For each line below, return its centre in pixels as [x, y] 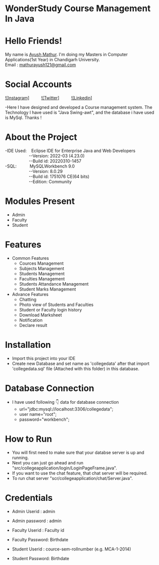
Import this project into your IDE [44, 358]
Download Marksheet [41, 315]
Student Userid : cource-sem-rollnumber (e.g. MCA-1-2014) [72, 549]
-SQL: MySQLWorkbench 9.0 [40, 166]
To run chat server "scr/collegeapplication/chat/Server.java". [72, 478]
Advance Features [30, 294]
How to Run [29, 439]
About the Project [41, 137]
